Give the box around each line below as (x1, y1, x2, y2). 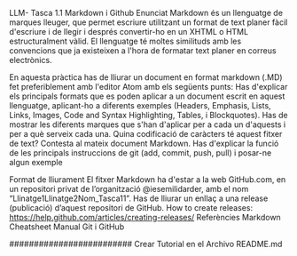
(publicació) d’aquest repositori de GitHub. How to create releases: (9, 203, 254, 212)
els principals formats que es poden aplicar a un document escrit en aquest (9, 91, 285, 101)
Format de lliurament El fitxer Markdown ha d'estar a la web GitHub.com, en (9, 174, 286, 185)
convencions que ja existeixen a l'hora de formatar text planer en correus (9, 45, 277, 56)
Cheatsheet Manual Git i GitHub (9, 221, 125, 232)
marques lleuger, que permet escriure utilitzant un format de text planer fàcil (9, 17, 288, 28)
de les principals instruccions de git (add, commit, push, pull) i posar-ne (9, 148, 272, 158)
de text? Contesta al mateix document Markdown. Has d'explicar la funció (9, 138, 279, 148)
